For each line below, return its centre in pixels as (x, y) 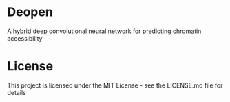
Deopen (30, 12)
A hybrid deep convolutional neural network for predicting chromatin (104, 31)
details (17, 92)
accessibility (25, 38)
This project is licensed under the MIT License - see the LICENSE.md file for (115, 85)
